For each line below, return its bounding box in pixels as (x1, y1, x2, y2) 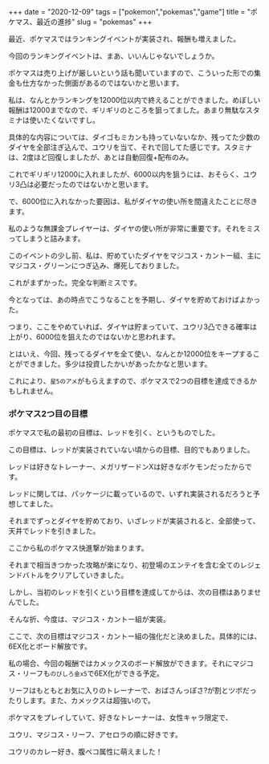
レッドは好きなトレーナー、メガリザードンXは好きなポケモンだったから (8, 462, 245, 472)
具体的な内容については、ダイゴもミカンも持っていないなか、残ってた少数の (8, 132, 261, 142)
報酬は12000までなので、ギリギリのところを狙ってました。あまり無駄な (8, 105, 247, 115)
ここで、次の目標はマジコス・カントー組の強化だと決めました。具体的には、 (8, 632, 262, 641)
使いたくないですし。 (29, 116, 100, 124)
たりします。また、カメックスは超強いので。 (8, 696, 155, 705)
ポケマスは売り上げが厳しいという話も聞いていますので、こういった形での (8, 68, 255, 78)
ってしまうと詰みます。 (8, 234, 85, 243)
